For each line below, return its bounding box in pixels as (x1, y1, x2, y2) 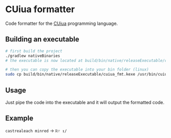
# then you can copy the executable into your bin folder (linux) (5, 67, 149, 72)
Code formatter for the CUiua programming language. (5, 20, 118, 26)
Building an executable (5, 35, 80, 44)
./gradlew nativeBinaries (5, 53, 60, 58)
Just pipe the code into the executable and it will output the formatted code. (5, 99, 164, 105)
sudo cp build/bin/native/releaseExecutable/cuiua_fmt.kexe (5, 72, 136, 77)
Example (5, 114, 34, 123)
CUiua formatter (5, 4, 75, 15)
